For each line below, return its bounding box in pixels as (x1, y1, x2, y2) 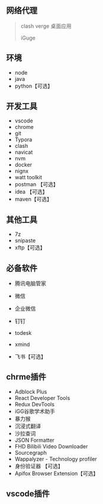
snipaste (14, 237, 36, 244)
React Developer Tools (14, 394, 70, 401)
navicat (14, 148, 33, 156)
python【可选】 (14, 82, 53, 89)
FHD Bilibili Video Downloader (14, 442, 88, 450)
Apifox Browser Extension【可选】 (14, 470, 99, 477)
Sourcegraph (14, 449, 47, 456)
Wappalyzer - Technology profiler (14, 455, 98, 463)
